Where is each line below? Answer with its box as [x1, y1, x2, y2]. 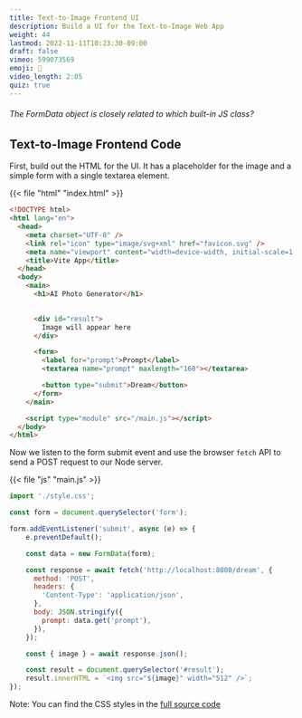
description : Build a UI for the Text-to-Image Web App [9, 22, 224, 31]
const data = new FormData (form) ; [25, 549, 156, 558]
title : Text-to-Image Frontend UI [9, 13, 140, 23]
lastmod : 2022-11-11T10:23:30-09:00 [9, 38, 147, 48]
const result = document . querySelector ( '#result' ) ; [25, 665, 224, 675]
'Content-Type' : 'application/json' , [42, 590, 184, 600]
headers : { [33, 582, 75, 591]
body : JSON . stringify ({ [33, 608, 124, 617]
